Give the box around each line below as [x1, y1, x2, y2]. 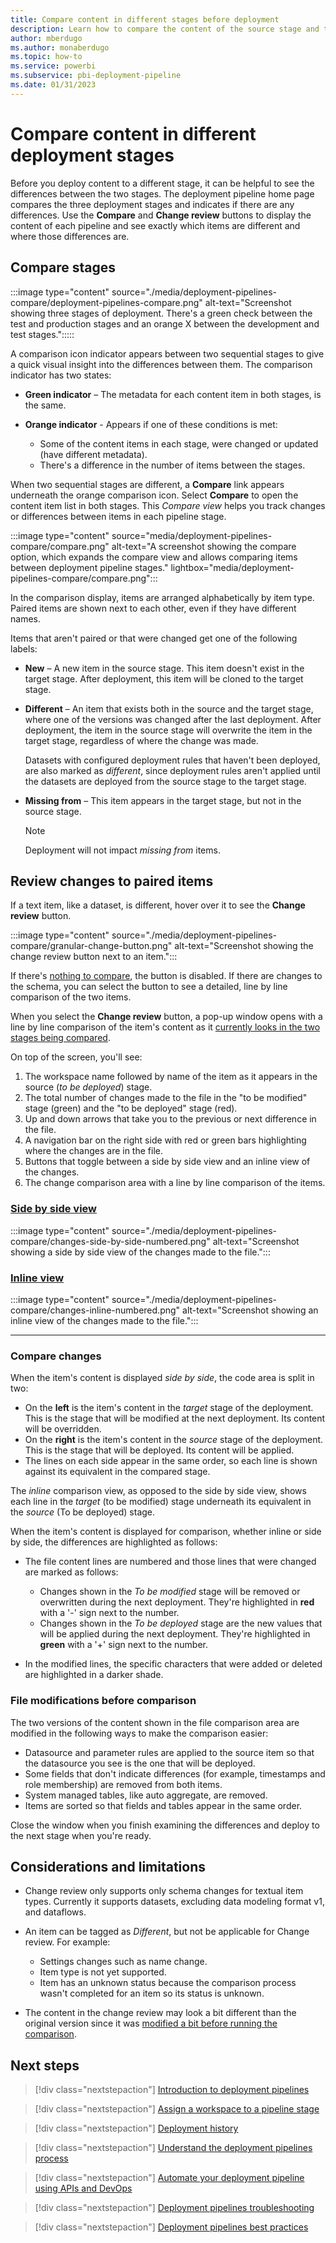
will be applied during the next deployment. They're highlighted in [39, 1628, 311, 1640]
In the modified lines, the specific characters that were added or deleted [24, 1658, 323, 1670]
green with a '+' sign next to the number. [39, 1639, 209, 1651]
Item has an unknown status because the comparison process [39, 1977, 297, 1989]
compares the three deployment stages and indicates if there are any [10, 198, 295, 210]
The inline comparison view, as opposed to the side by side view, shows [10, 1485, 307, 1497]
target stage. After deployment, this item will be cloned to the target [24, 672, 304, 685]
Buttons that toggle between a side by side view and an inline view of [24, 1156, 311, 1168]
